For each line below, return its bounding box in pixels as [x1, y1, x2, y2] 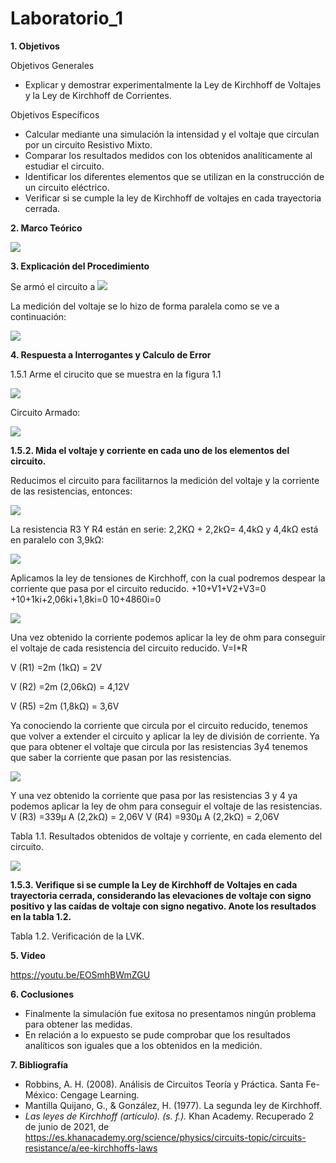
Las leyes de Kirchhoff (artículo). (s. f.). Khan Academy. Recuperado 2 [24, 1110, 315, 1122]
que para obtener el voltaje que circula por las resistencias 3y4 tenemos [10, 740, 308, 752]
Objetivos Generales [10, 59, 95, 71]
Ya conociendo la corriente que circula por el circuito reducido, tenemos [10, 719, 308, 731]
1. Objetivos [10, 40, 60, 52]
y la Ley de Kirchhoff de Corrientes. [24, 89, 172, 101]
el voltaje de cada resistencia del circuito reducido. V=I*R [10, 642, 248, 654]
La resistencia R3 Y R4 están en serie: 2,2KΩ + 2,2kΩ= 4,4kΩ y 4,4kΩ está [10, 523, 319, 535]
